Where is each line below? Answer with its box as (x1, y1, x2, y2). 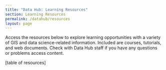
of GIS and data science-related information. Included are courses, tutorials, (5, 40, 162, 46)
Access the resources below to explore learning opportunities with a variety (5, 35, 161, 40)
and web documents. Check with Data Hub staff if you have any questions (5, 45, 158, 51)
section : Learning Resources (5, 12, 66, 17)
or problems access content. (5, 50, 64, 56)
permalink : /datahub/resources (5, 16, 70, 21)
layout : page (5, 21, 32, 26)
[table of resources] (5, 60, 46, 66)
